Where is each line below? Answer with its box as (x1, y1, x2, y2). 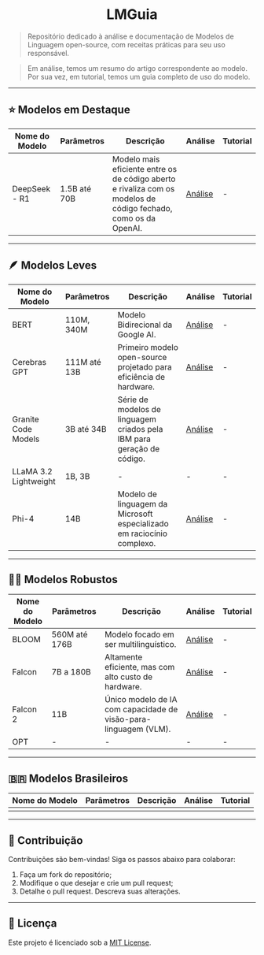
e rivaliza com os (112, 183, 175, 194)
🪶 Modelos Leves (8, 258, 97, 273)
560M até (51, 629, 88, 640)
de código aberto (112, 173, 176, 184)
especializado (117, 518, 169, 529)
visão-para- (104, 714, 152, 725)
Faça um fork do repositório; (19, 870, 112, 879)
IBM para (117, 433, 152, 444)
